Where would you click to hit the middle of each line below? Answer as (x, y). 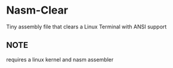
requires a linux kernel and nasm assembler (60, 59)
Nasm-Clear (37, 10)
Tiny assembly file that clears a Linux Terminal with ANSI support (86, 27)
